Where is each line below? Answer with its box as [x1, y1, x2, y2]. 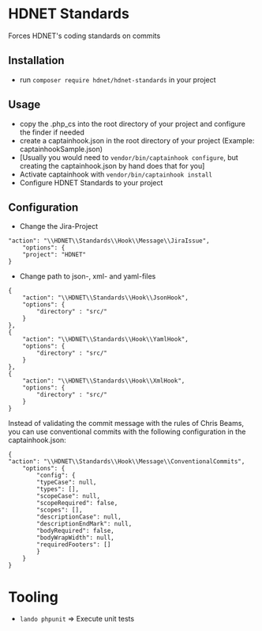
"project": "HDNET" [22, 251, 87, 259]
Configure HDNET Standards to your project [19, 177, 163, 187]
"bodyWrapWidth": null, [36, 534, 114, 542]
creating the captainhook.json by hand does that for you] [19, 161, 205, 170]
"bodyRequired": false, [36, 527, 114, 535]
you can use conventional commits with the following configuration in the [8, 427, 246, 436]
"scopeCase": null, [36, 492, 101, 500]
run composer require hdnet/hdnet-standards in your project [19, 74, 216, 84]
